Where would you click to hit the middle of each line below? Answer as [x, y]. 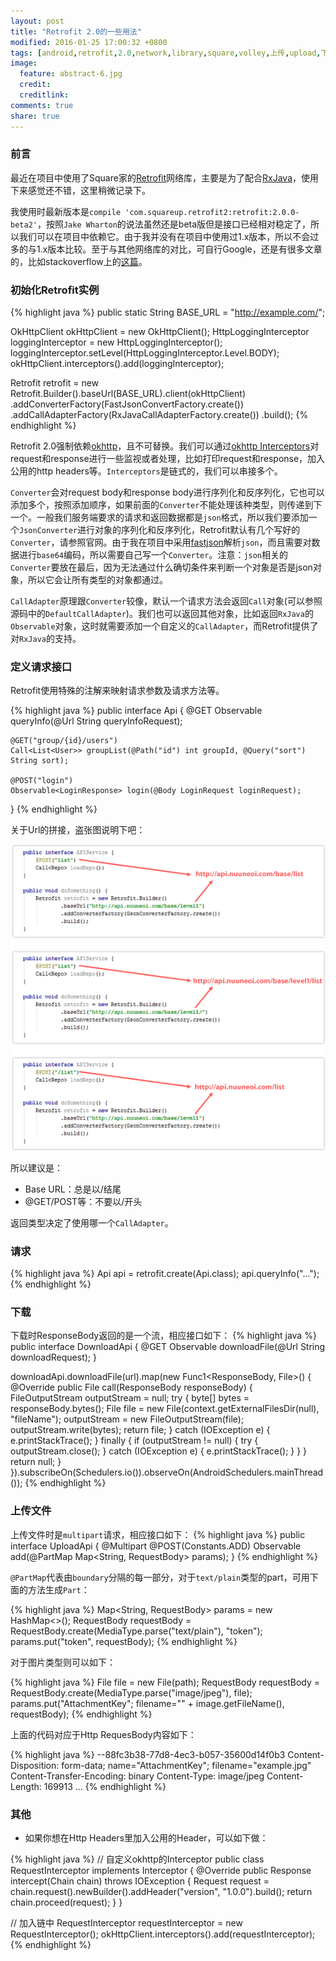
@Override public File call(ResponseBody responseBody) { [131, 1387]
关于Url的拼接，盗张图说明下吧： [78, 830]
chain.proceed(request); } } [66, 1902]
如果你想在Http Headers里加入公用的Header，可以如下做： [146, 1837]
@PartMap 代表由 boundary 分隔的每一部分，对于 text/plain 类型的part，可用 [160, 1577]
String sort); [40, 761]
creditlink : [44, 95]
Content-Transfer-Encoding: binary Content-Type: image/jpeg [137, 1776]
